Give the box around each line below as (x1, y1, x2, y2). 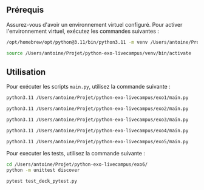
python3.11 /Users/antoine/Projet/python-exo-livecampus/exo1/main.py (6, 95, 189, 101)
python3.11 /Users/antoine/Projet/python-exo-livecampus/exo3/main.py (6, 117, 189, 123)
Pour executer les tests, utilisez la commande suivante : (6, 149, 146, 157)
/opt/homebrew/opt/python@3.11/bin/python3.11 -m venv (6, 39, 148, 45)
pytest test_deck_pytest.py (6, 178, 78, 184)
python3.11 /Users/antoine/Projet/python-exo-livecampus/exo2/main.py (6, 106, 189, 112)
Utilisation (6, 67, 46, 77)
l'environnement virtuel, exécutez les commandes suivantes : (6, 27, 159, 35)
